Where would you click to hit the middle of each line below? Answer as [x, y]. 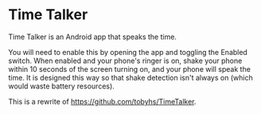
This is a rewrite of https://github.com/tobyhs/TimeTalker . [102, 101]
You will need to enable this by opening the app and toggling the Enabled [128, 52]
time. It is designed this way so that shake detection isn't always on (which [130, 77]
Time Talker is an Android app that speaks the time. [93, 37]
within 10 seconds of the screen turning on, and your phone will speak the [129, 69]
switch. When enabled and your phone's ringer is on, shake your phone [125, 61]
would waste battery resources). [62, 86]
